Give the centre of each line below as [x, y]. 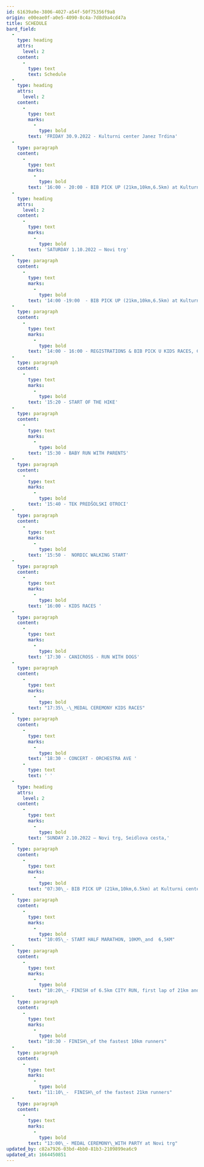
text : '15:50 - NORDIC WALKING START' [79, 555]
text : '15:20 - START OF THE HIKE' [73, 402]
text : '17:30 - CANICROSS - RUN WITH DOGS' [84, 657]
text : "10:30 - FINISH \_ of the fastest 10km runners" [97, 1042]
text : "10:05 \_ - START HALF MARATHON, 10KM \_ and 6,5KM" [101, 940]
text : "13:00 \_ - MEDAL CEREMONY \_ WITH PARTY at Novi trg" [103, 1143]
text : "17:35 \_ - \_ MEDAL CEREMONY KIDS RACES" [87, 708]
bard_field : [21, 29]
